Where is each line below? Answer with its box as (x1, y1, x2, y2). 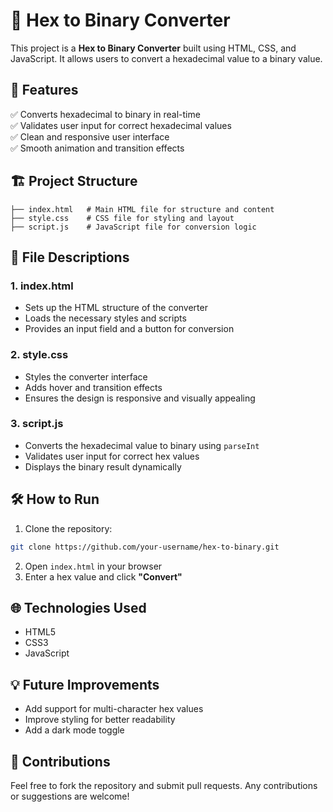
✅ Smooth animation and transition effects (10, 142, 185, 154)
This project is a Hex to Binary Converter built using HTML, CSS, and (10, 42, 297, 54)
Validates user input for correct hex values (24, 450, 200, 462)
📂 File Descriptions (10, 249, 130, 266)
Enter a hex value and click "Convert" (24, 570, 183, 583)
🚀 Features (10, 82, 79, 99)
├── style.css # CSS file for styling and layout (10, 213, 235, 223)
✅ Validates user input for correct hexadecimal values (10, 119, 232, 131)
